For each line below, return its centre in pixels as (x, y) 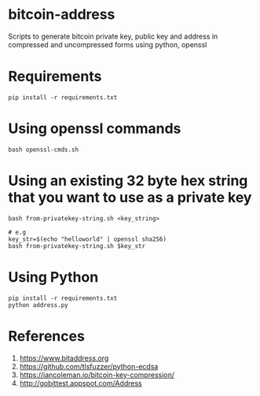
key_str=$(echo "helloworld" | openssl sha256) (88, 239)
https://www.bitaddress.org (64, 358)
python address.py (38, 305)
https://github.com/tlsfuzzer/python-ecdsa (89, 366)
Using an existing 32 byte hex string (128, 181)
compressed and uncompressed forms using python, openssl (108, 44)
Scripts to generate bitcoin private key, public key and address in (113, 36)
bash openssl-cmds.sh (44, 150)
